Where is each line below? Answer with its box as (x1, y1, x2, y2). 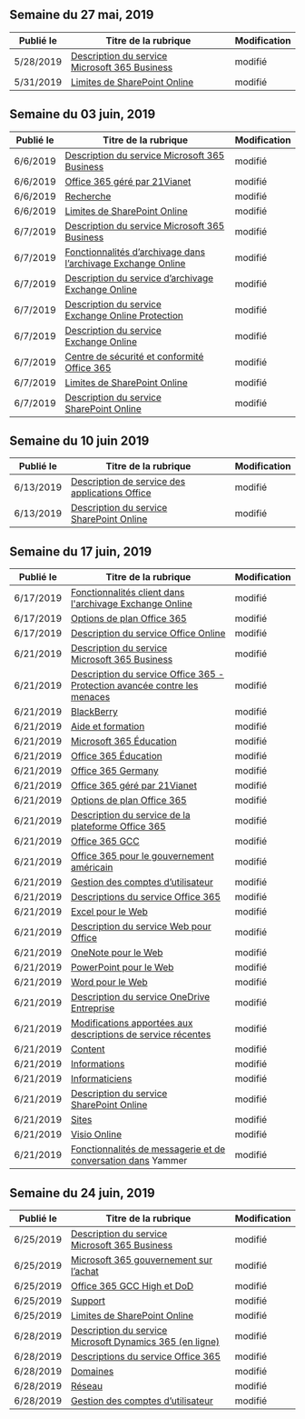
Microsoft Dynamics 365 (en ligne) (71, 1335, 221, 1348)
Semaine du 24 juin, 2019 (9, 1185, 156, 1201)
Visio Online (71, 1128, 123, 1141)
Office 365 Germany (71, 764, 159, 777)
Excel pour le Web (71, 905, 148, 918)
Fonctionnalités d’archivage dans (64, 245, 206, 258)
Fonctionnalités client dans (71, 586, 185, 599)
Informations (71, 1058, 125, 1071)
